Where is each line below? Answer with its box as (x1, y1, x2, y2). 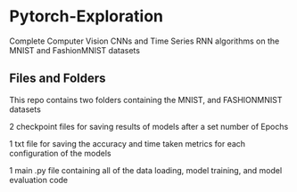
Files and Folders (9, 71, 106, 86)
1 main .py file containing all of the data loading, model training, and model (9, 164, 283, 175)
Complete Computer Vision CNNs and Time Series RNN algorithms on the (9, 36, 280, 46)
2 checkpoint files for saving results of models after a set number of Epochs (9, 121, 289, 132)
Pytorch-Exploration (9, 6, 163, 27)
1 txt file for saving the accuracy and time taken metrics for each (9, 138, 246, 148)
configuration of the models (9, 148, 111, 158)
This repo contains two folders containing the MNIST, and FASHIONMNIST (9, 94, 283, 105)
